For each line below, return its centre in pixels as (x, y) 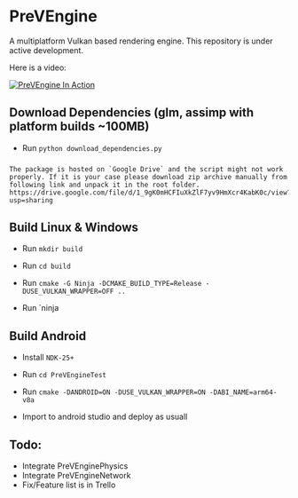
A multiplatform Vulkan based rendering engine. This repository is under (141, 41)
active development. (47, 50)
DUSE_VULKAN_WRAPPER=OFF (68, 292)
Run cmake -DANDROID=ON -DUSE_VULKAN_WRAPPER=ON (114, 391)
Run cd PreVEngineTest (64, 375)
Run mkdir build (52, 249)
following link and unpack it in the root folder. (105, 185)
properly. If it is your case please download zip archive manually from (149, 177)
